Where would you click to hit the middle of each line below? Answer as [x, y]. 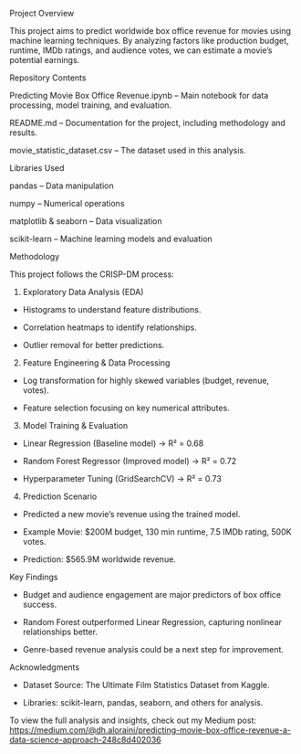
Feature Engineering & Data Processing [96, 363]
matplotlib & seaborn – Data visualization [86, 221]
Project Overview [42, 13]
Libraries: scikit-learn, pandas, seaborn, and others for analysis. [143, 702]
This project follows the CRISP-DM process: [92, 274]
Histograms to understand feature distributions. [112, 309]
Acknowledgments [45, 667]
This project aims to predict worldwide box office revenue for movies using [150, 31]
